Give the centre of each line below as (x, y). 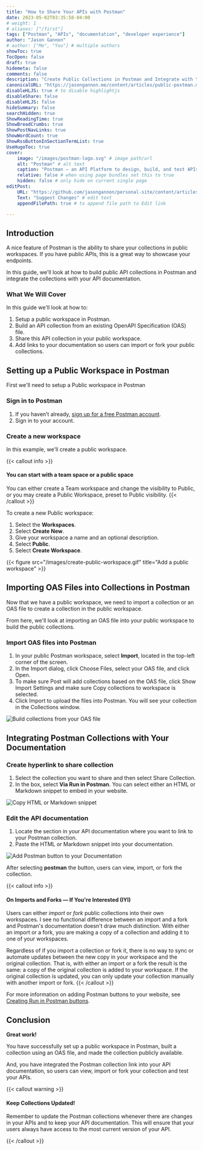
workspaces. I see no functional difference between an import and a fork (97, 920)
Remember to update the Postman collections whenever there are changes (99, 1116)
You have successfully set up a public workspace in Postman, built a (92, 1046)
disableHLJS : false (31, 102)
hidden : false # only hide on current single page (82, 181)
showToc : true (24, 51)
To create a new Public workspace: (50, 513)
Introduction (30, 233)
